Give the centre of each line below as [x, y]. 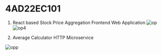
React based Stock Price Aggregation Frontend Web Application [79, 22]
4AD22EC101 [33, 9]
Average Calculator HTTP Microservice [53, 37]
